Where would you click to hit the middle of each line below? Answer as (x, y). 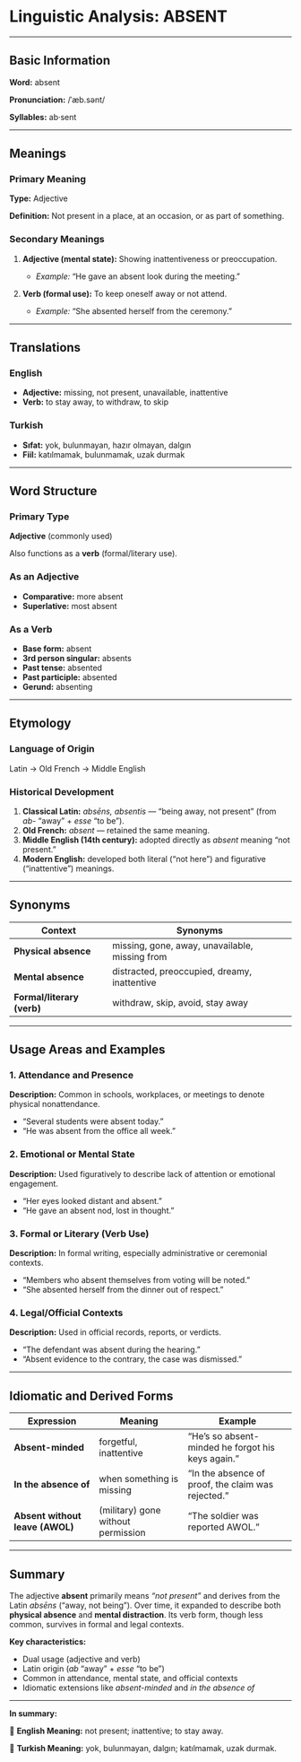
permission (122, 1533)
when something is (139, 1479)
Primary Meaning (48, 179)
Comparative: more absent (73, 596)
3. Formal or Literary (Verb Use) (79, 1234)
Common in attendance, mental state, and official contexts (130, 1678)
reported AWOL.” (224, 1527)
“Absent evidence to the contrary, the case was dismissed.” (132, 1359)
